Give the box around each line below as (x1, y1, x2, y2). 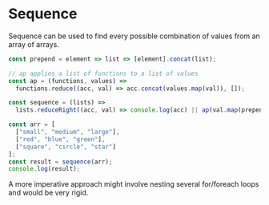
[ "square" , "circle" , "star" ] (15, 143, 116, 151)
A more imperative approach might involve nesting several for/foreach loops (8, 179, 259, 189)
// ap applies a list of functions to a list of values (8, 69, 199, 77)
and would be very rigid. (8, 188, 89, 198)
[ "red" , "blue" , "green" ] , (15, 135, 106, 144)
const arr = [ (8, 120, 56, 128)
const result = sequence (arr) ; (8, 157, 113, 166)
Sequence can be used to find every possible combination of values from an (8, 31, 260, 41)
